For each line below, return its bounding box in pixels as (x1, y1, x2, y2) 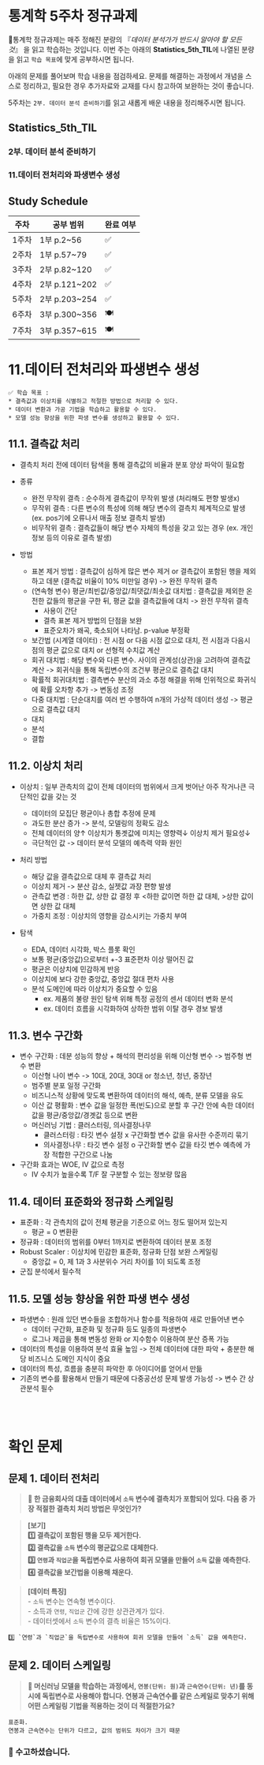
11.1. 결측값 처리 (8, 437, 80, 451)
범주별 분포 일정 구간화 (31, 1081, 102, 1090)
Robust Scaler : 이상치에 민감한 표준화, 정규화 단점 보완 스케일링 (19, 1247, 218, 1257)
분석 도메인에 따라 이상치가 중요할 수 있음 (31, 984, 158, 993)
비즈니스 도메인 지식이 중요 (28, 1354, 110, 1363)
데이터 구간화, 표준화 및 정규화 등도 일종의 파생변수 (31, 1324, 188, 1333)
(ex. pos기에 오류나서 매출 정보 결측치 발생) (31, 513, 165, 522)
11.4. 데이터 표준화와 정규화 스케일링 (8, 1195, 174, 1208)
